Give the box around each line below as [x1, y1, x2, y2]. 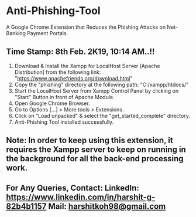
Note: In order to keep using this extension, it [6, 135, 174, 145]
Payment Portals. [27, 29, 68, 36]
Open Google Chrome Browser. [14, 100, 90, 107]
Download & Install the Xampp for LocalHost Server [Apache [14, 62, 160, 69]
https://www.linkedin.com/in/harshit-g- [6, 192, 156, 202]
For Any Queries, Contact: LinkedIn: [6, 183, 139, 193]
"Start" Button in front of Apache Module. [14, 93, 115, 100]
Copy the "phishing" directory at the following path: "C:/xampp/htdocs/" [14, 81, 189, 88]
